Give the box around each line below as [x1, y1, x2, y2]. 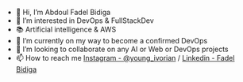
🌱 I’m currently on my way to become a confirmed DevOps [15, 36, 208, 45]
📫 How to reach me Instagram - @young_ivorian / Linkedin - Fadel [15, 54, 235, 62]
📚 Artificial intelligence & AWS [15, 24, 117, 34]
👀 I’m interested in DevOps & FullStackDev [15, 16, 155, 25]
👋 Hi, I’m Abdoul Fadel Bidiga [15, 8, 111, 17]
